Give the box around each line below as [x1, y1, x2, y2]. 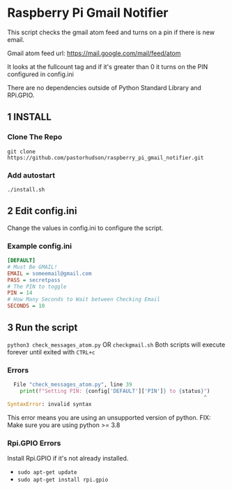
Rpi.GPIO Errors [7, 438, 61, 448]
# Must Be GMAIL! [7, 264, 58, 271]
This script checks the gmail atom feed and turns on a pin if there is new [7, 28, 215, 36]
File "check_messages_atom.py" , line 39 [13, 381, 132, 389]
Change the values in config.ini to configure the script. [7, 224, 164, 232]
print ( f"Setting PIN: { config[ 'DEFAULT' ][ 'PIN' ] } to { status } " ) [20, 388, 210, 395]
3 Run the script [7, 322, 78, 333]
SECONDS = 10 [7, 303, 45, 310]
